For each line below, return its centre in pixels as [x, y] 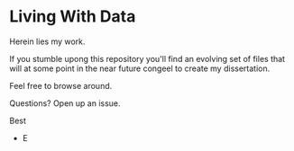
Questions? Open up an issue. [65, 103]
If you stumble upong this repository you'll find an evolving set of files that [147, 58]
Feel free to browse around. [61, 85]
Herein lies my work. [47, 41]
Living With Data [73, 17]
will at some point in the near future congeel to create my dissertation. [140, 68]
